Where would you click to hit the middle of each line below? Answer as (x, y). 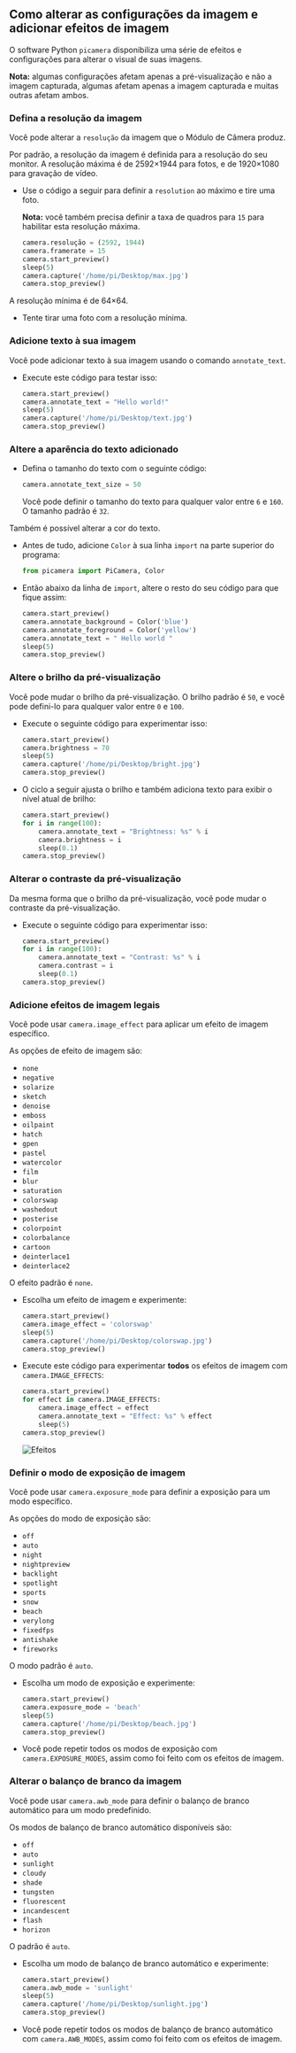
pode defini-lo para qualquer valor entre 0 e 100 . (97, 706)
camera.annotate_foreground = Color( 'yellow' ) (109, 630)
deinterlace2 (46, 1267)
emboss (34, 1116)
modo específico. (41, 1501)
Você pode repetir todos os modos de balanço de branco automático (148, 2030)
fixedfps (38, 1631)
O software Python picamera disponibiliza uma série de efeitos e (125, 50)
